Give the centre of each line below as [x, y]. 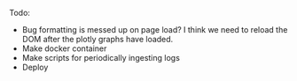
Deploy [35, 67]
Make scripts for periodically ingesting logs [101, 58]
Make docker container [64, 48]
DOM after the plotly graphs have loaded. [98, 39]
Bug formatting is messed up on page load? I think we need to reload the [155, 29]
